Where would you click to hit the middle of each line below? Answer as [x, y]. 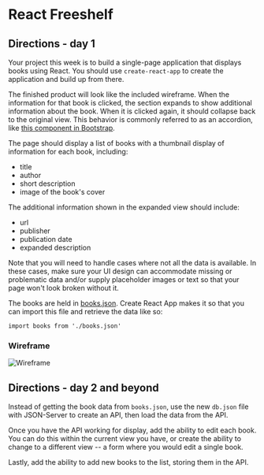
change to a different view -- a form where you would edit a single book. [126, 447]
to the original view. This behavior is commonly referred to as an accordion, [131, 119]
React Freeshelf [61, 15]
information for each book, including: [68, 152]
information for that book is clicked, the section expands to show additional [130, 103]
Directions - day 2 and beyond [84, 388]
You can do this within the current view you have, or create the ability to [125, 439]
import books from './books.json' [65, 326]
